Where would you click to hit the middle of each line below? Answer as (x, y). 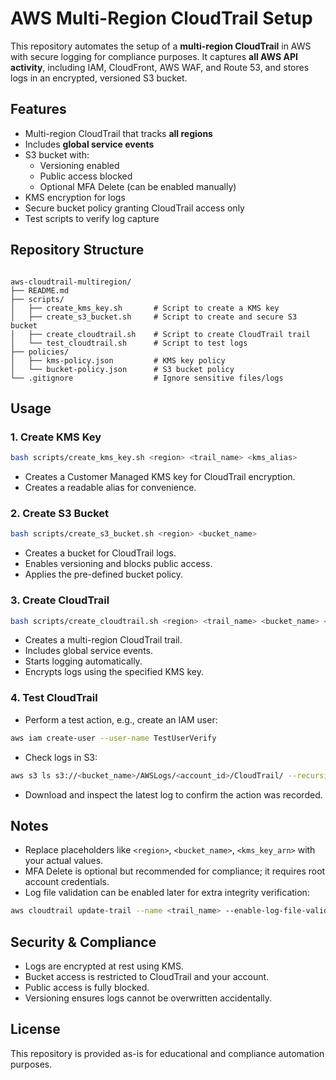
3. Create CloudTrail (60, 600)
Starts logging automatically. (83, 661)
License (35, 1029)
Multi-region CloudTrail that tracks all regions (118, 133)
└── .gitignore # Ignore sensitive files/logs (147, 378)
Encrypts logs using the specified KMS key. (114, 672)
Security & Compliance (83, 942)
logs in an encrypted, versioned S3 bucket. (99, 78)
